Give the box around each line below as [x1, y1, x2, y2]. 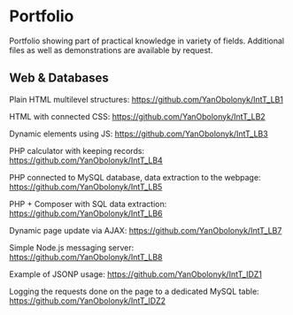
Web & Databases [9, 71, 109, 86]
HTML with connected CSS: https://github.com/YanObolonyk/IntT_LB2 [9, 111, 266, 121]
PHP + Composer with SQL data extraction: [9, 198, 167, 209]
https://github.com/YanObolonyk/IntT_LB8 [9, 251, 163, 262]
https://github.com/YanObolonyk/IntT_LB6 [9, 208, 163, 219]
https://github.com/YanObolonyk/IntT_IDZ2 [9, 295, 166, 306]
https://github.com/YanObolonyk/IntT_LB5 [9, 181, 163, 192]
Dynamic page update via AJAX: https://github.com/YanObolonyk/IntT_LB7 [9, 225, 282, 235]
